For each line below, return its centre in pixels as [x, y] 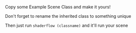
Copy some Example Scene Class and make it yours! [58, 7]
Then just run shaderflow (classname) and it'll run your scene [67, 25]
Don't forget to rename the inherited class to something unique [68, 16]
